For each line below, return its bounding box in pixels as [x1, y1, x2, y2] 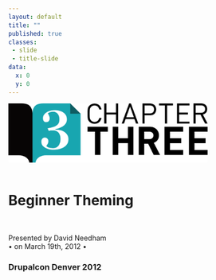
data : [8, 64, 26, 72]
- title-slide [11, 55, 59, 63]
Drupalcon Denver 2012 [8, 261, 102, 272]
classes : [8, 38, 37, 46]
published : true [8, 29, 62, 37]
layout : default [8, 13, 62, 21]
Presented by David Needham [8, 233, 107, 243]
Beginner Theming [8, 191, 134, 209]
